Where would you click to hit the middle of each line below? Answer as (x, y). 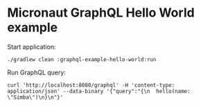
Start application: (32, 47)
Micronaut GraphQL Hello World (101, 13)
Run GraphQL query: (36, 72)
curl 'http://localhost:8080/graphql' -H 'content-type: (91, 85)
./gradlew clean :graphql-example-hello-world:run (82, 59)
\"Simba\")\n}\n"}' (35, 97)
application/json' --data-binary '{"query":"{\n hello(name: (99, 91)
